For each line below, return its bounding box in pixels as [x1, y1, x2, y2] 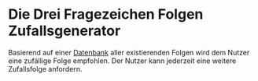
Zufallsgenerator [8, 22, 121, 40]
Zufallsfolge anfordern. [8, 64, 83, 73]
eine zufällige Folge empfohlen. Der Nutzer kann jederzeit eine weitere [8, 56, 237, 65]
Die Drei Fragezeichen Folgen [8, 5, 204, 23]
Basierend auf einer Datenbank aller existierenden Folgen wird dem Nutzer [8, 48, 250, 57]
